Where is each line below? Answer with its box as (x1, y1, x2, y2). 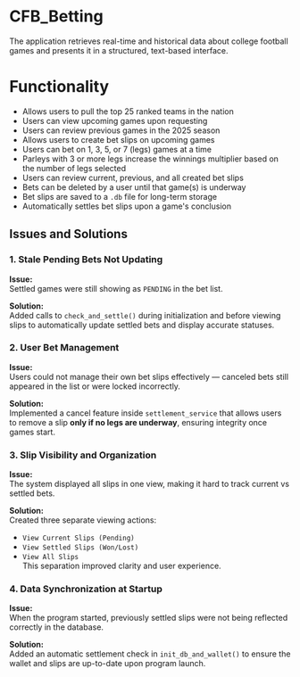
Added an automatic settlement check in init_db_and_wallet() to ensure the (9, 648, 291, 659)
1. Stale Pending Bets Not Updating (9, 253, 163, 266)
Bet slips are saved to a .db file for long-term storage (21, 191, 217, 202)
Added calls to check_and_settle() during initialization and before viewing (9, 310, 281, 320)
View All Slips (21, 553, 79, 562)
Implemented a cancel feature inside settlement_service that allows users (9, 408, 282, 418)
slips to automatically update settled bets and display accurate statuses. (9, 319, 275, 330)
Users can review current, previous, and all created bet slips (21, 172, 244, 183)
